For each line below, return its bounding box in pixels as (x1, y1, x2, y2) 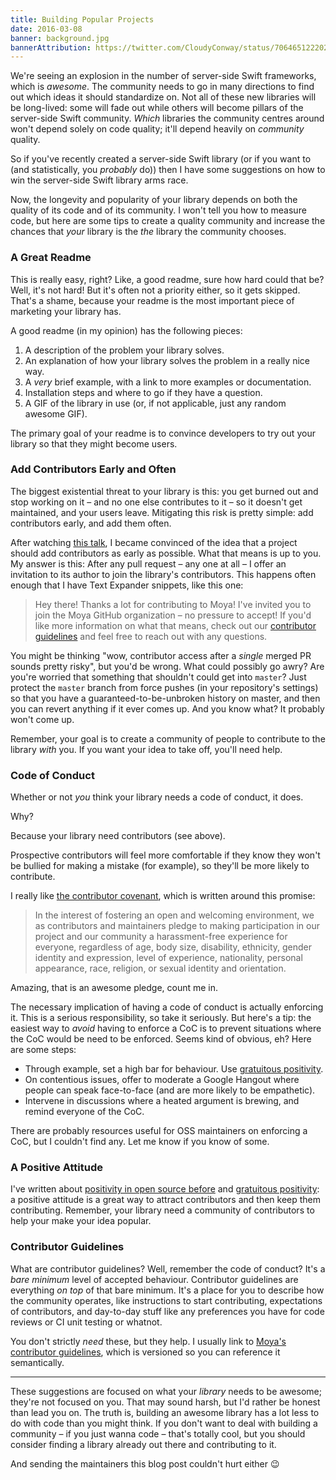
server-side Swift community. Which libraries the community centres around (10, 112, 325, 125)
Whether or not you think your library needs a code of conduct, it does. (10, 791, 304, 803)
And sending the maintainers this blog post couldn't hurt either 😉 (10, 1457, 280, 1470)
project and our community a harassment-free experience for (34, 931, 288, 943)
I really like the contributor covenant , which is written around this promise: (10, 890, 316, 902)
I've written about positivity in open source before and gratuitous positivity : (10, 1183, 320, 1195)
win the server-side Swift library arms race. (10, 174, 189, 186)
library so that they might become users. (10, 437, 178, 450)
